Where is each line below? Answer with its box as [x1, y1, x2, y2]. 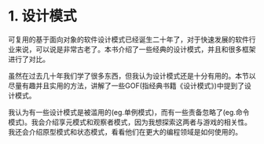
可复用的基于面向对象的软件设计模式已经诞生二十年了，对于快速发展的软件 [8, 35, 249, 44]
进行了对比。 [8, 54, 49, 64]
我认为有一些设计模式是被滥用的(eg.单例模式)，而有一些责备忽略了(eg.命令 [8, 107, 250, 116]
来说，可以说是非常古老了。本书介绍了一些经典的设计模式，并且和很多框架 [14, 44, 256, 54]
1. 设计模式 [8, 7, 77, 25]
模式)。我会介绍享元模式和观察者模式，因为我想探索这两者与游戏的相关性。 [8, 117, 252, 127]
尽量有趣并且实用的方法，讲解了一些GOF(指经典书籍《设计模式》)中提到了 [8, 80, 245, 90]
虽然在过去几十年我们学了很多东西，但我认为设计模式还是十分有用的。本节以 [8, 71, 256, 80]
